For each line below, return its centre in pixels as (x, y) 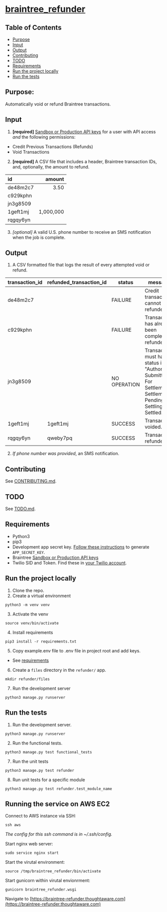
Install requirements (33, 632)
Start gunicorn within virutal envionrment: (48, 881)
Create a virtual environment (42, 596)
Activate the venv (30, 614)
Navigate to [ (18, 899)
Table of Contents (34, 28)
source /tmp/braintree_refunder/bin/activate (53, 871)
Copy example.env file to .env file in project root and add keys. (76, 650)
